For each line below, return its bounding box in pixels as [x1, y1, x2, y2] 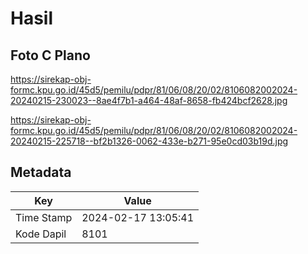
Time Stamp [15, 210, 73, 224]
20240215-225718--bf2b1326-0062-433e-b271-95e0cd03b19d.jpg [10, 135, 289, 147]
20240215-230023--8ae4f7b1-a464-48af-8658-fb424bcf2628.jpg [10, 95, 288, 106]
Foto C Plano [10, 47, 91, 64]
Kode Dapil [15, 227, 67, 241]
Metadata [10, 164, 72, 181]
